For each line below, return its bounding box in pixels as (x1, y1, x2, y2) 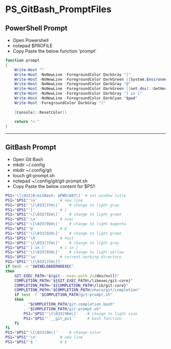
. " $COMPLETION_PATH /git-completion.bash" (23, 302, 115, 307)
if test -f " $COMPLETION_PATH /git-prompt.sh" (14, 292, 113, 298)
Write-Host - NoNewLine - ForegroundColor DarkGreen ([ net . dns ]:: (14, 86, 154, 91)
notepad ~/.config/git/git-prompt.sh (12, 178, 88, 184)
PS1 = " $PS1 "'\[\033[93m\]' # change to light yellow (5, 250, 124, 255)
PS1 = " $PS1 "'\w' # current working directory (5, 255, 122, 260)
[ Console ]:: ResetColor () (14, 110, 67, 115)
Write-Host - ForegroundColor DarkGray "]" (14, 100, 106, 105)
